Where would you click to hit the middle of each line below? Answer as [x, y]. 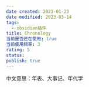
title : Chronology [28, 34]
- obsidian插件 [29, 28]
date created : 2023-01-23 [37, 11]
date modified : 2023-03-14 [39, 17]
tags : [13, 22]
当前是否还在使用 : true [32, 39]
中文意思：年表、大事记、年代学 [44, 78]
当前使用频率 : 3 [23, 45]
